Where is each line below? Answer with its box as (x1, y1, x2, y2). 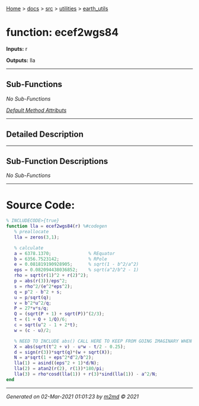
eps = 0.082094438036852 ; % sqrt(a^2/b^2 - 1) (14, 267, 139, 273)
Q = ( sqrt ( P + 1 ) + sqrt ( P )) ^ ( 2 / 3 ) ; (14, 311, 105, 317)
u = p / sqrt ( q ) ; (14, 294, 52, 301)
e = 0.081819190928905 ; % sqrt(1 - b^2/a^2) (14, 262, 139, 268)
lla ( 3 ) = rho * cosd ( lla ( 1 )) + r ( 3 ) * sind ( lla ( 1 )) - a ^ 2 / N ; (14, 371, 158, 378)
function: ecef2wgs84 (6, 26, 119, 39)
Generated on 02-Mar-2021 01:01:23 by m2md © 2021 (6, 393, 139, 400)
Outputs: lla (6, 56, 36, 64)
